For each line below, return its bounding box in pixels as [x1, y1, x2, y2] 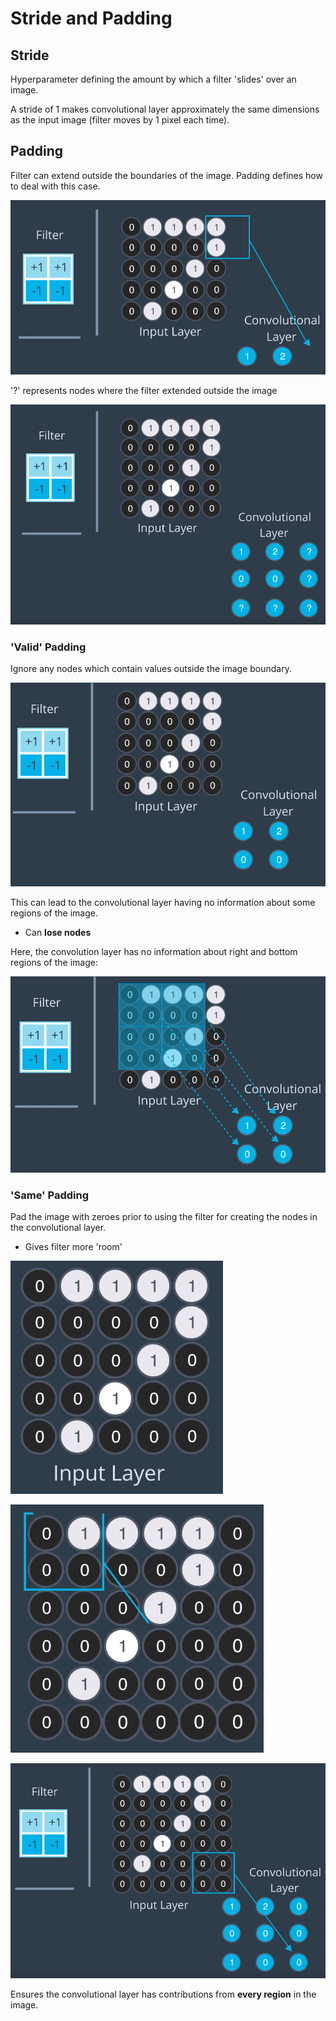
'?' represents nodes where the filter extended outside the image [10, 384, 278, 396]
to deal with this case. [10, 180, 101, 192]
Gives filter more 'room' [24, 1241, 123, 1253]
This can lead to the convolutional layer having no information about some [10, 896, 316, 908]
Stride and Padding [10, 7, 173, 30]
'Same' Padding [10, 1188, 89, 1202]
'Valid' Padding [10, 640, 87, 654]
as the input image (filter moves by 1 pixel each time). [10, 114, 230, 126]
